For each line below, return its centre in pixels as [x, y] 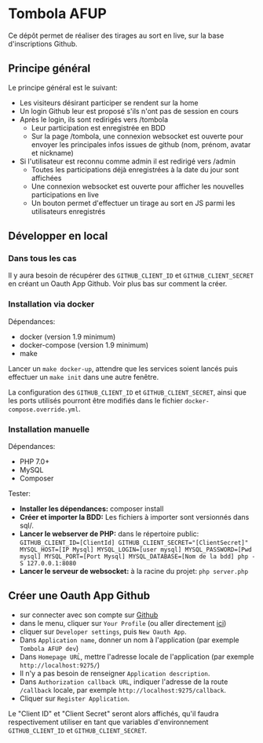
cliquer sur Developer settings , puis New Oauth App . [103, 631]
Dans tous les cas [42, 259]
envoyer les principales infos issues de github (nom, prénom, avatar [141, 144]
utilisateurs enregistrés [68, 211]
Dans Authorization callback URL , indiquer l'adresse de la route [124, 682]
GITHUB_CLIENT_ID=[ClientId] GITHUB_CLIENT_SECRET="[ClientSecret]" [134, 543]
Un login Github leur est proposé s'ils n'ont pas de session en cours [129, 111]
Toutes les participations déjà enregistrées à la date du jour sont [135, 169]
